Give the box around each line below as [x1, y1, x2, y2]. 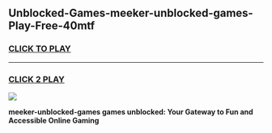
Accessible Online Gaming [8, 115, 100, 125]
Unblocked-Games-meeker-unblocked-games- [8, 6, 253, 20]
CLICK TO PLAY [8, 44, 71, 55]
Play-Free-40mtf [8, 19, 96, 33]
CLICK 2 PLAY [8, 73, 65, 85]
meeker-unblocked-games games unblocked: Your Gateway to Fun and [8, 106, 253, 116]
